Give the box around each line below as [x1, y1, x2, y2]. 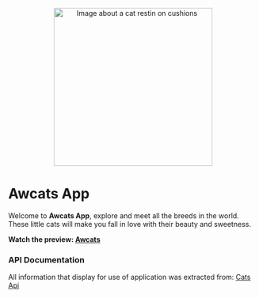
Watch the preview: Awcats [8, 234, 101, 244]
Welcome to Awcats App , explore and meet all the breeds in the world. [8, 210, 239, 221]
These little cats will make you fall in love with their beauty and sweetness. [8, 219, 252, 228]
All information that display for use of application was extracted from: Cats [8, 273, 251, 282]
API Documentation [8, 254, 86, 265]
